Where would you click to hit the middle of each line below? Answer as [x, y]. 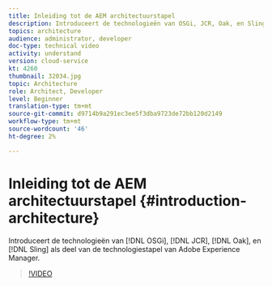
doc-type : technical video [54, 46]
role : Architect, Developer [56, 91]
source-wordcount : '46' [49, 129]
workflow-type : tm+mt [45, 122]
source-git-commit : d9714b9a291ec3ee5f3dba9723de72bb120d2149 [115, 114]
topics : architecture [45, 31]
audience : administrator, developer [70, 38]
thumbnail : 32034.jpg [45, 76]
